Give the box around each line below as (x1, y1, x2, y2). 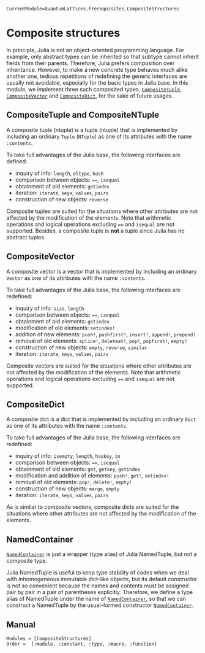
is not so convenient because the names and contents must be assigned (6, 582, 189, 589)
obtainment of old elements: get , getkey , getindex (15, 465, 141, 473)
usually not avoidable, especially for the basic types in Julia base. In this (6, 79, 188, 86)
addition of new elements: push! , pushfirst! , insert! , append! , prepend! (15, 330, 196, 338)
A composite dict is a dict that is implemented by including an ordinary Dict (6, 415, 196, 423)
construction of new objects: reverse (15, 195, 109, 203)
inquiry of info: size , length (15, 304, 84, 312)
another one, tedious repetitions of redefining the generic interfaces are (6, 72, 188, 80)
